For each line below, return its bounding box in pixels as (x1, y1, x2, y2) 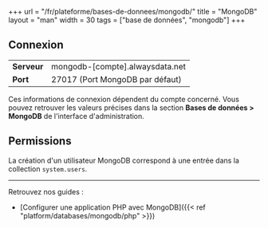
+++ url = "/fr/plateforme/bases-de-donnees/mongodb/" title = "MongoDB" (8, 7, 258, 16)
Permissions (8, 135, 72, 148)
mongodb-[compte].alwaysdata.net (51, 61, 186, 72)
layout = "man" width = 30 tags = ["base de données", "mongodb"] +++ (8, 15, 246, 25)
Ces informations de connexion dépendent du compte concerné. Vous (8, 94, 239, 104)
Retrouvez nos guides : (8, 187, 84, 196)
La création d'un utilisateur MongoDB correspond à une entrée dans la (8, 155, 239, 165)
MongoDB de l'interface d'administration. (8, 111, 145, 120)
